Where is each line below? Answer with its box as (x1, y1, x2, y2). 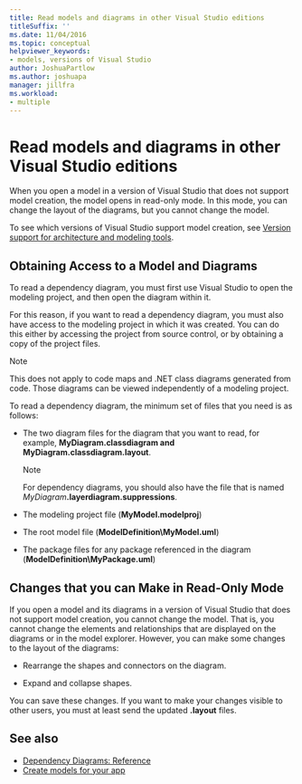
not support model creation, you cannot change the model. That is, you (9, 613, 275, 625)
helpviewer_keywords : (9, 47, 91, 56)
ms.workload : (9, 89, 59, 98)
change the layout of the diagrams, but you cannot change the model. (9, 205, 269, 215)
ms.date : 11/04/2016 (9, 30, 88, 39)
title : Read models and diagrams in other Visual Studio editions (9, 13, 265, 23)
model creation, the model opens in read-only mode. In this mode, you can (9, 196, 288, 206)
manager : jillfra (9, 81, 75, 90)
